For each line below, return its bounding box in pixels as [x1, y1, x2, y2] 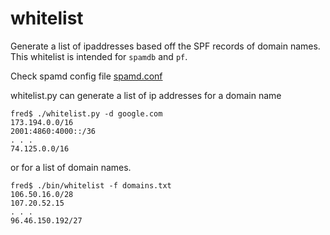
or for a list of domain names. [10, 161, 132, 173]
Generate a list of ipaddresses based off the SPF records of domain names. [10, 40, 321, 52]
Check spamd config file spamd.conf [10, 70, 163, 82]
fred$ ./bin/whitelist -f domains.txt [10, 180, 172, 191]
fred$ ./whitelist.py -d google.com [10, 108, 163, 119]
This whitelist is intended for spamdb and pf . [10, 50, 188, 62]
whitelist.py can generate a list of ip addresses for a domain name [10, 89, 282, 101]
